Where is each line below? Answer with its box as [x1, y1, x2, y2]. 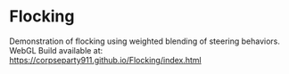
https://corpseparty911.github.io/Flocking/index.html [9, 54, 202, 65]
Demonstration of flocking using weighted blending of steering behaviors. [9, 36, 281, 46]
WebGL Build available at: [9, 45, 103, 55]
